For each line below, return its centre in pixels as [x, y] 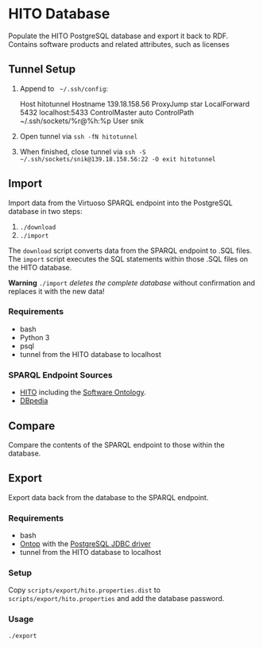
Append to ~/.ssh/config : [64, 88]
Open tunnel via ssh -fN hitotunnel [79, 136]
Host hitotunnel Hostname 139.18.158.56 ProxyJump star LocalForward [135, 103]
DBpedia [34, 401]
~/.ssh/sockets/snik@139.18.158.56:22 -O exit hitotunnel [118, 159]
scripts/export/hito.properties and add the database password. [116, 599]
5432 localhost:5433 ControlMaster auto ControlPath [107, 112]
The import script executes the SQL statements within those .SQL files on [128, 258]
